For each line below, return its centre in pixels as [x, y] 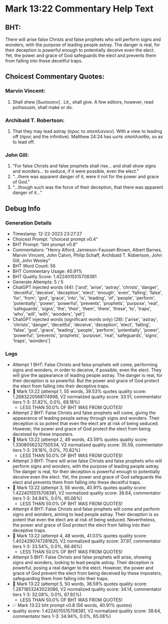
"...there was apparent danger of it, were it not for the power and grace [86, 177]
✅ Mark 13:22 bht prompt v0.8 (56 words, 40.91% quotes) [72, 605]
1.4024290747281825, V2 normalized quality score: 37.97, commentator [87, 541]
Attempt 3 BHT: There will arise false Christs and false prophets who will [87, 461]
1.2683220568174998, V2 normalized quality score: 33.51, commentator [87, 397]
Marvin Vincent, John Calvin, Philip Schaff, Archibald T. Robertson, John [87, 255]
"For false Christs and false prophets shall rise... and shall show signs [84, 166]
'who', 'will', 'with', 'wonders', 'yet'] [49, 314]
